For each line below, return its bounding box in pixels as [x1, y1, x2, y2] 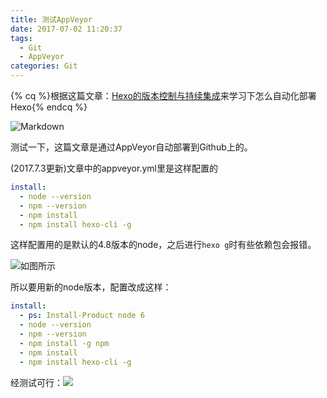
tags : [10, 33, 33, 43]
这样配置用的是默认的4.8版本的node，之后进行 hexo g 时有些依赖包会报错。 [10, 239, 317, 251]
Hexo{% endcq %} [10, 101, 88, 113]
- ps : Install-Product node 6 [19, 311, 145, 321]
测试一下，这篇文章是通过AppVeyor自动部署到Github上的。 [10, 141, 253, 153]
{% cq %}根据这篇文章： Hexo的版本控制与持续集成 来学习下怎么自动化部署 [10, 90, 317, 101]
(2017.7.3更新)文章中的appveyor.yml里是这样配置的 [10, 162, 218, 174]
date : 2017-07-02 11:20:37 [10, 24, 123, 34]
